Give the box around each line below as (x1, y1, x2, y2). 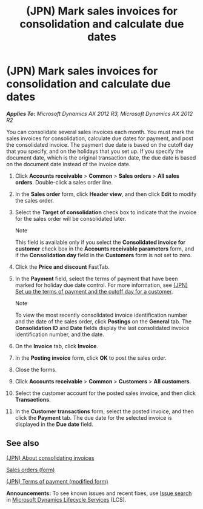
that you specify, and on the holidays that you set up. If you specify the (6, 147, 184, 155)
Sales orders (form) (6, 466, 55, 473)
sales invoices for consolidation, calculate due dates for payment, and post (6, 135, 194, 142)
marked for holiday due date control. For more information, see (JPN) (15, 281, 188, 289)
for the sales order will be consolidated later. (15, 215, 126, 222)
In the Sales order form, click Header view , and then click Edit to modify (15, 190, 197, 198)
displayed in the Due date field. (15, 420, 94, 428)
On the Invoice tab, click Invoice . (15, 342, 99, 349)
